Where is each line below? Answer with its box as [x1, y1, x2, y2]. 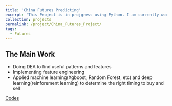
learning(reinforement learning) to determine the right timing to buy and [12, 79, 164, 86]
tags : [5, 26, 17, 32]
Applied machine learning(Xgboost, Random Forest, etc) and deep [12, 74, 153, 81]
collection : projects [5, 17, 52, 22]
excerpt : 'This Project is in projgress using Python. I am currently [5, 12, 159, 17]
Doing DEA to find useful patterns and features [12, 63, 112, 69]
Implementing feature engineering [12, 69, 84, 75]
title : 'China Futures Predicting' [5, 7, 81, 13]
